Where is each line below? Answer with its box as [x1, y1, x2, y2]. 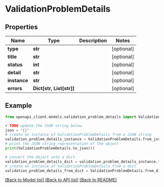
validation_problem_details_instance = [5, 137, 86, 142]
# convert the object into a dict [5, 154, 76, 159]
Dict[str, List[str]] [33, 85, 75, 92]
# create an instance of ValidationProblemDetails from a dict [5, 164, 137, 168]
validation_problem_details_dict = [5, 159, 78, 164]
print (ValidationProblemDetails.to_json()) [5, 146, 95, 151]
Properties [5, 23, 38, 31]
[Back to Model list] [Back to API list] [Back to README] [5, 177, 117, 183]
